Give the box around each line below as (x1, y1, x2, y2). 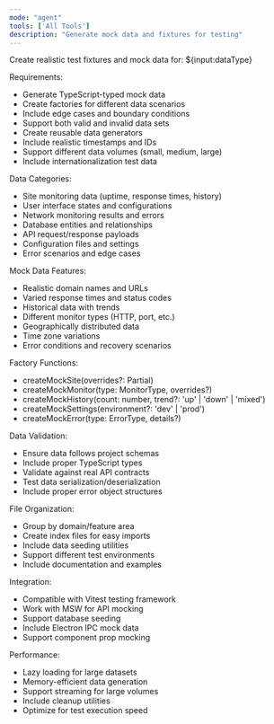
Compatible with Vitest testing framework (22, 594, 177, 605)
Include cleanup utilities (22, 695, 110, 706)
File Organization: (9, 504, 75, 515)
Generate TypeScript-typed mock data (22, 89, 166, 100)
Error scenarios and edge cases (22, 248, 141, 259)
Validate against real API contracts (22, 467, 150, 478)
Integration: (9, 577, 52, 587)
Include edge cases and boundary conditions (22, 109, 190, 119)
